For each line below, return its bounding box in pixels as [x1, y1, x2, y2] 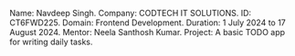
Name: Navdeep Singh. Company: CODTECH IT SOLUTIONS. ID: [9, 8, 252, 18]
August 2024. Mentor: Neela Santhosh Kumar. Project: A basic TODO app [9, 27, 286, 37]
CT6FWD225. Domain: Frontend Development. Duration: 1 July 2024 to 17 [9, 17, 286, 28]
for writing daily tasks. [9, 36, 93, 47]
